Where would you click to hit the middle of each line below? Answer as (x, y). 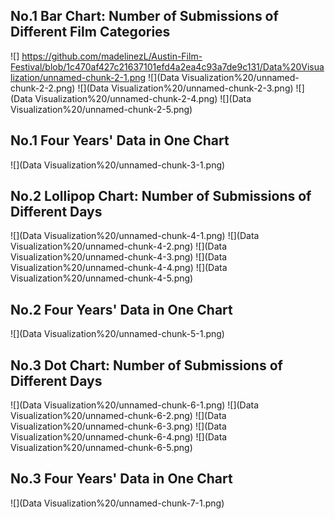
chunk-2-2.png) (43, 88)
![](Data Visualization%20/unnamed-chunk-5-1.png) (117, 334)
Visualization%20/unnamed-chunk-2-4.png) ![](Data (143, 98)
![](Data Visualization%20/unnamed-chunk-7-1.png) (117, 503)
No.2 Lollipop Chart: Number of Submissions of (161, 196)
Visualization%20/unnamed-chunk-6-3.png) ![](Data (118, 426)
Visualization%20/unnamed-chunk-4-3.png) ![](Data (119, 257)
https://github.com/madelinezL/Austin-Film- (112, 56)
